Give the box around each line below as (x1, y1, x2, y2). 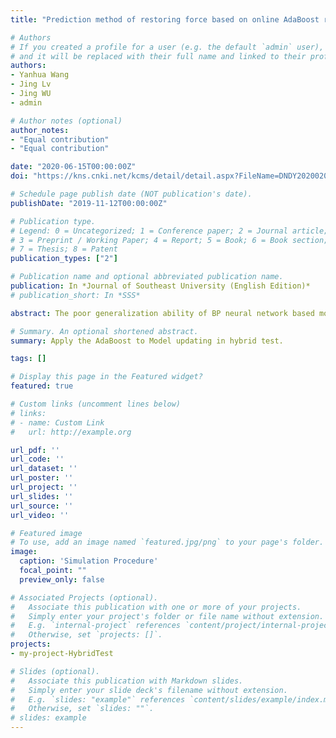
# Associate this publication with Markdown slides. (10, 676, 244, 686)
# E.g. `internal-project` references (10, 621, 182, 631)
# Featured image (10, 528, 83, 538)
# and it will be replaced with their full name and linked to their (10, 51, 307, 61)
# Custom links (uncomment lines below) (10, 399, 182, 409)
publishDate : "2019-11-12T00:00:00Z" (10, 198, 168, 208)
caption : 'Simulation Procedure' (19, 556, 159, 566)
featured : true (10, 381, 74, 391)
